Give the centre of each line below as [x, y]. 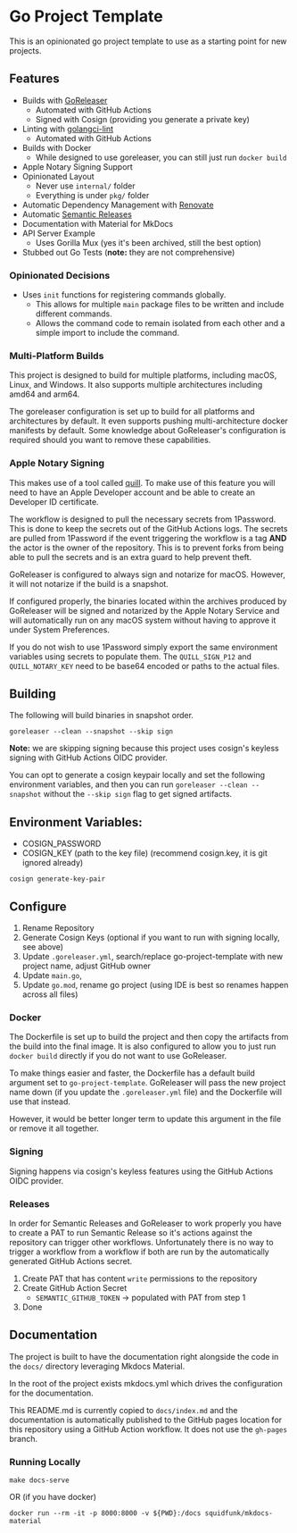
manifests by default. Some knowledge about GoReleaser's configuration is [148, 431]
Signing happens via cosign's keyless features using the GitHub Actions [141, 1171]
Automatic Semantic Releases [77, 214]
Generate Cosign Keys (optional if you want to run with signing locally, [151, 938]
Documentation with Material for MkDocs [98, 223]
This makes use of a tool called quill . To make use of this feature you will [142, 482]
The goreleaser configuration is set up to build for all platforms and [132, 412]
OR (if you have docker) [53, 1497]
